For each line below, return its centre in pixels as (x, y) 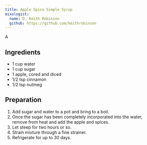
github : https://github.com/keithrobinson (53, 23)
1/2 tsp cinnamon (29, 80)
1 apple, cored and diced (37, 74)
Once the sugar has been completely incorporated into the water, (77, 117)
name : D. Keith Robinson (34, 18)
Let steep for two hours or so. (42, 127)
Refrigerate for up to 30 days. (42, 137)
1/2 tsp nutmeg (27, 85)
